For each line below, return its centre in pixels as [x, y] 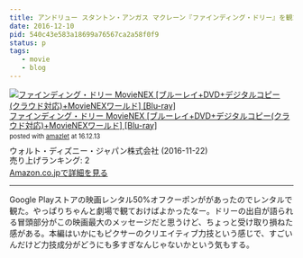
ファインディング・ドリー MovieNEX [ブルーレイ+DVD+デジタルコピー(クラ [150, 116]
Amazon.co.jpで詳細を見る [59, 173]
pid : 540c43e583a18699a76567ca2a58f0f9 [84, 34]
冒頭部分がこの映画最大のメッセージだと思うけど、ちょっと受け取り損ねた [155, 222]
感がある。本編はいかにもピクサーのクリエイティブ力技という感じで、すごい [151, 234]
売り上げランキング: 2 [50, 160]
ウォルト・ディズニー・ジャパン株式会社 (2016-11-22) [109, 150]
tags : [19, 51]
